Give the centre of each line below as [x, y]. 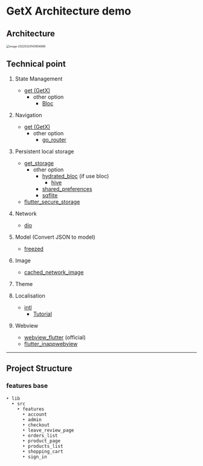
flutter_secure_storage [52, 202]
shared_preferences [67, 188]
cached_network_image [54, 272]
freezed [34, 248]
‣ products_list [43, 446]
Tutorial [43, 314]
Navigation [28, 115]
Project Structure [39, 369]
